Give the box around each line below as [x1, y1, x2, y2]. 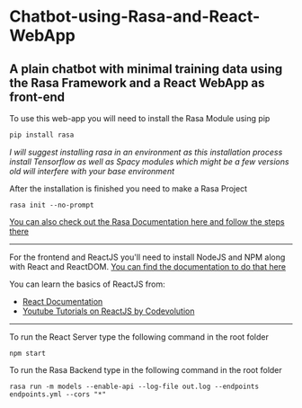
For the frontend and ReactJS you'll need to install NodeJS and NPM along [9, 252, 286, 262]
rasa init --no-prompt [9, 200, 94, 209]
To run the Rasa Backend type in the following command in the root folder [9, 364, 283, 375]
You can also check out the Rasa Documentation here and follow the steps [9, 216, 285, 226]
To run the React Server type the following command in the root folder [9, 331, 270, 342]
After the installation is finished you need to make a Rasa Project [9, 182, 248, 194]
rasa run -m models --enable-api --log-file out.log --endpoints [9, 382, 259, 391]
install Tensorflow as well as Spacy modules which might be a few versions [9, 155, 289, 167]
